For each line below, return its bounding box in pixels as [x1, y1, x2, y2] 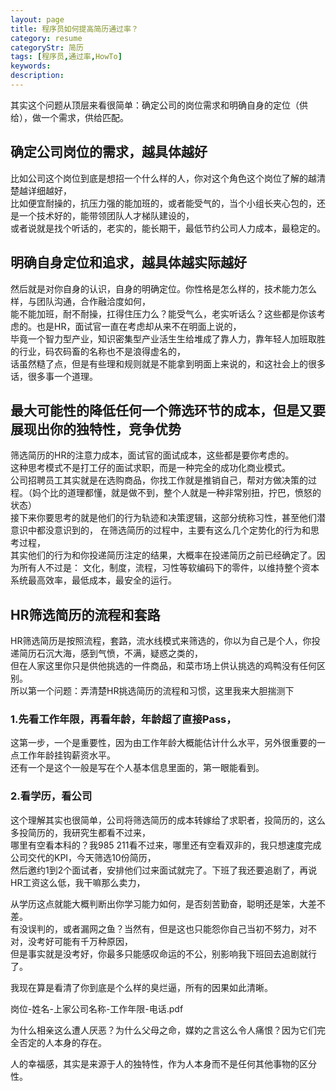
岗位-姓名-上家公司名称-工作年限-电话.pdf [10, 1002, 184, 1015]
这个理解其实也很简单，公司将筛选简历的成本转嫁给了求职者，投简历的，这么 [10, 814, 326, 826]
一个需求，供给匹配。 [40, 111, 129, 123]
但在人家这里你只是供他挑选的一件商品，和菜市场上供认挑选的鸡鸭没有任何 [10, 660, 317, 672]
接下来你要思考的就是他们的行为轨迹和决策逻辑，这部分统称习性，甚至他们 [10, 512, 317, 524]
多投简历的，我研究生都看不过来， [10, 826, 151, 838]
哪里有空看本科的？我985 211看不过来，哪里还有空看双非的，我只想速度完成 [10, 839, 322, 851]
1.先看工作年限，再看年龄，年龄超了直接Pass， [10, 712, 237, 726]
